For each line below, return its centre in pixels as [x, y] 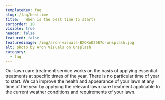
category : [16, 52]
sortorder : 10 [20, 24]
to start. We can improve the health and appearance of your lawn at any [80, 81]
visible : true [20, 29]
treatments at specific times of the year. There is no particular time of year [82, 76]
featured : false [22, 38]
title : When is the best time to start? [50, 19]
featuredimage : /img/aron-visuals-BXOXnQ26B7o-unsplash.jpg [70, 43]
